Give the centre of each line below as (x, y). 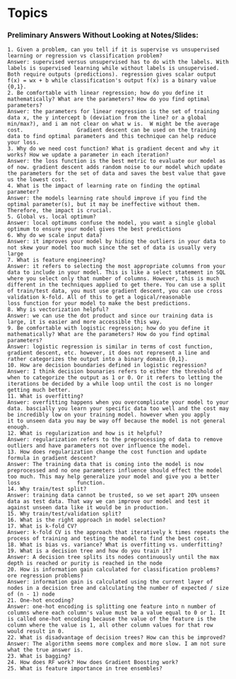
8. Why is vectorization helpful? (58, 310)
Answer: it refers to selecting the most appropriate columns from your (117, 267)
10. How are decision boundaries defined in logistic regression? (107, 366)
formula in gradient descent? (52, 458)
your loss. (23, 143)
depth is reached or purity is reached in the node (85, 564)
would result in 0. (36, 632)
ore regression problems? (45, 576)
